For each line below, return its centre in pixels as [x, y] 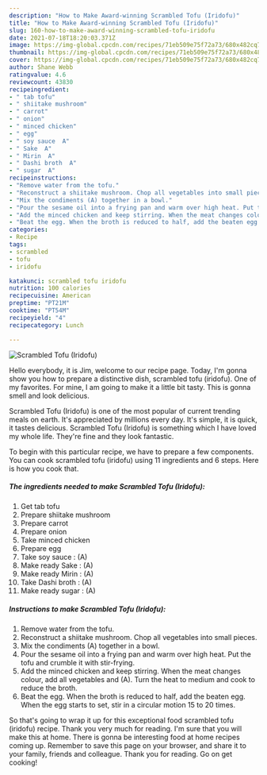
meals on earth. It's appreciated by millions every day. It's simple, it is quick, [133, 419]
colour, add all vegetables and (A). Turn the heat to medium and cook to [138, 680]
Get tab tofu [40, 507]
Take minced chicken [55, 540]
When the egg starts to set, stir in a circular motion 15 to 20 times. [128, 705]
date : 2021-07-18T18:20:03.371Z [62, 38]
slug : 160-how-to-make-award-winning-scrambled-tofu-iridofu [112, 30]
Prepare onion [44, 532]
